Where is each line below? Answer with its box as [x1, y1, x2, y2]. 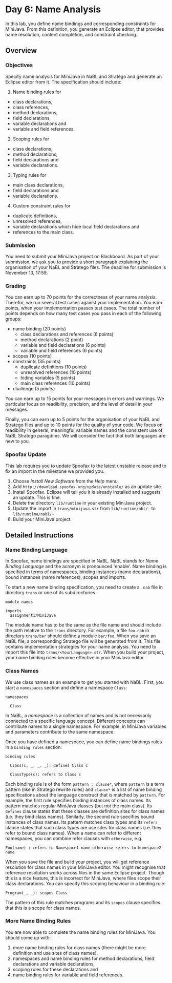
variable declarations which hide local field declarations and [12, 223, 140, 229]
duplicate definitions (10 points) [20, 364, 87, 370]
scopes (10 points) [12, 353, 52, 359]
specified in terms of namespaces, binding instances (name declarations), [5, 569, 162, 575]
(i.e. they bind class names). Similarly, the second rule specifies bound [5, 813, 155, 820]
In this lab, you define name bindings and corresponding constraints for [5, 20, 156, 27]
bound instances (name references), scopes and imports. [5, 574, 126, 580]
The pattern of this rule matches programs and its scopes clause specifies [5, 899, 160, 905]
